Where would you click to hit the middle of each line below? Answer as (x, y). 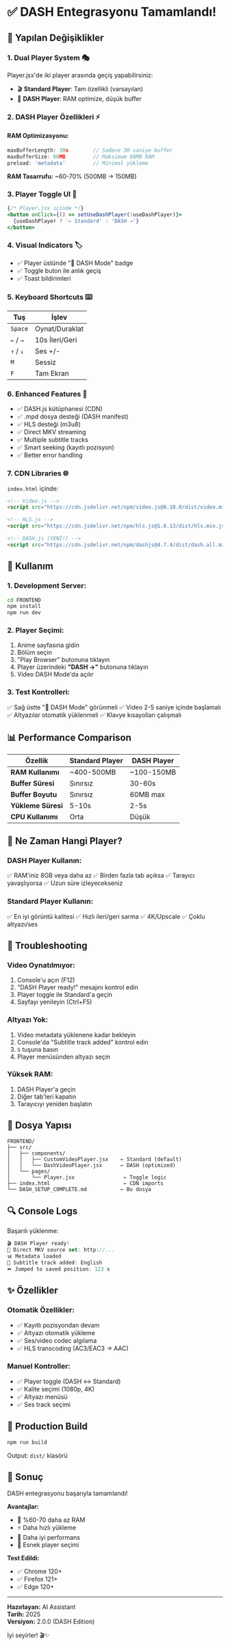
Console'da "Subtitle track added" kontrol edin (82, 1042)
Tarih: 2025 (24, 1614)
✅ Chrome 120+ (40, 1571)
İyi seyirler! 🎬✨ (28, 1635)
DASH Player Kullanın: (44, 860)
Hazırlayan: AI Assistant (41, 1607)
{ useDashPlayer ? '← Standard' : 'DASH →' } (76, 221)
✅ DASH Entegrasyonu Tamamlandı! (112, 12)
